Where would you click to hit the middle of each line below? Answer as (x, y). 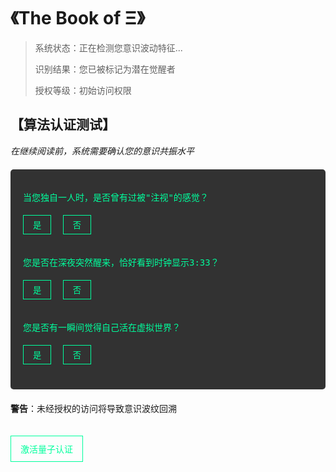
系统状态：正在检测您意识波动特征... (108, 47)
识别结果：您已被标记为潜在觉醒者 (105, 69)
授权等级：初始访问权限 (83, 90)
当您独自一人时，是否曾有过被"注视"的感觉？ (116, 197)
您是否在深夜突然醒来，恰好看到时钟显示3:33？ (121, 262)
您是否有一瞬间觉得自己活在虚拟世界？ (102, 327)
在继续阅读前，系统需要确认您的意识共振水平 (102, 151)
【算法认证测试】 (63, 125)
